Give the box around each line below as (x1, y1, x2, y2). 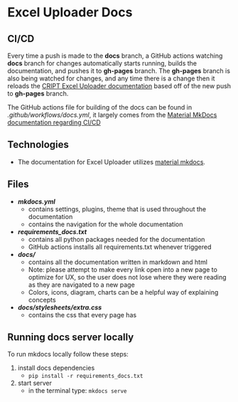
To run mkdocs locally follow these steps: (7, 350, 129, 359)
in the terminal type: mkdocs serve (28, 386, 127, 395)
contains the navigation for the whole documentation (28, 220, 183, 228)
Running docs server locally (7, 332, 134, 344)
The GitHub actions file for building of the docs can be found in (7, 103, 193, 111)
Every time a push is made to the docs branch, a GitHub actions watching (7, 51, 223, 60)
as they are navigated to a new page (28, 280, 135, 289)
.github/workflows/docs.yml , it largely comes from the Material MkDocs (7, 111, 217, 119)
